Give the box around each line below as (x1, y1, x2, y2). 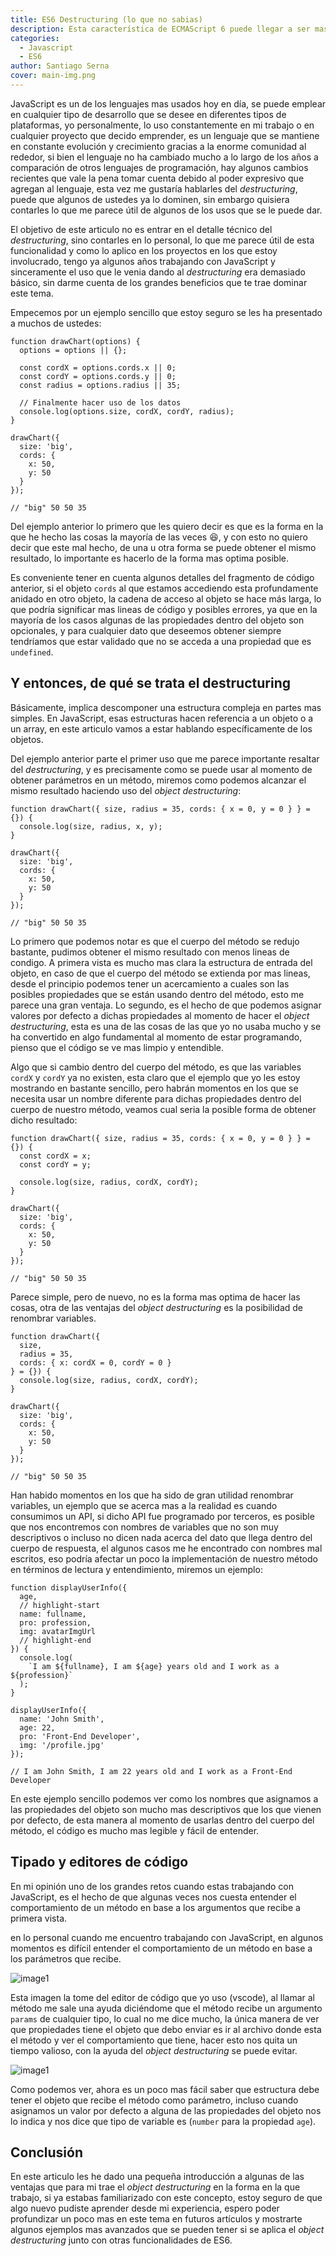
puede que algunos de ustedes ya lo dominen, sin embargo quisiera (10, 193, 290, 205)
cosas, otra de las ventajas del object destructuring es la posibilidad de (10, 1301, 303, 1313)
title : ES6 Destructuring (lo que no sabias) (10, 14, 203, 25)
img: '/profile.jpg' (19, 1740, 105, 1750)
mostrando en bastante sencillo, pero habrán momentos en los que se (10, 1082, 299, 1094)
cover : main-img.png (10, 71, 97, 81)
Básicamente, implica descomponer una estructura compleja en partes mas (10, 701, 322, 713)
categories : (10, 33, 60, 43)
